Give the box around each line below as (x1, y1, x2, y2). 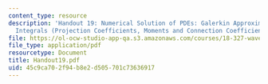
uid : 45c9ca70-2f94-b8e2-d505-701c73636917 (8, 64, 156, 72)
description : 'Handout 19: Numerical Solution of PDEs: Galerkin (8, 19, 230, 27)
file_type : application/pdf (8, 42, 102, 50)
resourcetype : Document (8, 49, 88, 57)
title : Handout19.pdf (8, 57, 81, 65)
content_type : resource (8, 11, 88, 20)
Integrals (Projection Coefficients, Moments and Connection (15, 26, 223, 34)
